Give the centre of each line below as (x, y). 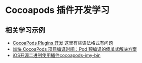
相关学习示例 (25, 30)
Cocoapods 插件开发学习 (57, 10)
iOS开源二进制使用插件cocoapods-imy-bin (56, 55)
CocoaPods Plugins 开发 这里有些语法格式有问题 (63, 43)
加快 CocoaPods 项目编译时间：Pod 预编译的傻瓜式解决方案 (75, 49)
